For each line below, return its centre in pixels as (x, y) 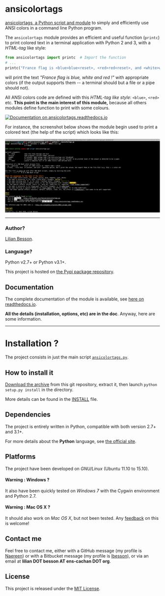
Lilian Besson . (19, 239)
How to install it (29, 372)
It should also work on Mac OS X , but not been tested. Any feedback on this (82, 518)
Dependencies (28, 415)
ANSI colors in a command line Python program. (54, 28)
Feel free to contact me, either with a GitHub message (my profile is (74, 551)
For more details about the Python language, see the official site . (71, 441)
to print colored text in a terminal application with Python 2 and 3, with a (78, 42)
